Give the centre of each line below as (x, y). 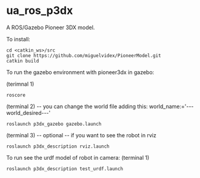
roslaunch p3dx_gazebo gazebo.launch (54, 124)
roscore (16, 95)
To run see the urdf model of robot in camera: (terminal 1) (78, 157)
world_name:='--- (172, 106)
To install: (18, 39)
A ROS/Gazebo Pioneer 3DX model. (51, 27)
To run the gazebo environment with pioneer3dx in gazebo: (80, 72)
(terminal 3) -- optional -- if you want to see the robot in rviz (81, 135)
